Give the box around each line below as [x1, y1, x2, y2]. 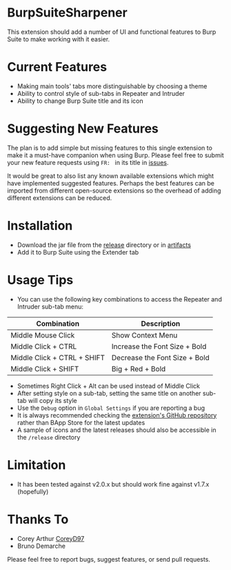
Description [141, 319, 181, 328]
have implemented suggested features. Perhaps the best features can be [7, 179, 215, 187]
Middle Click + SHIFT [10, 364, 79, 373]
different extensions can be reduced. [7, 193, 112, 202]
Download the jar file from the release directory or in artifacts [17, 240, 192, 249]
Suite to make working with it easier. [7, 35, 110, 43]
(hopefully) [17, 487, 49, 495]
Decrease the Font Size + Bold [111, 353, 210, 362]
